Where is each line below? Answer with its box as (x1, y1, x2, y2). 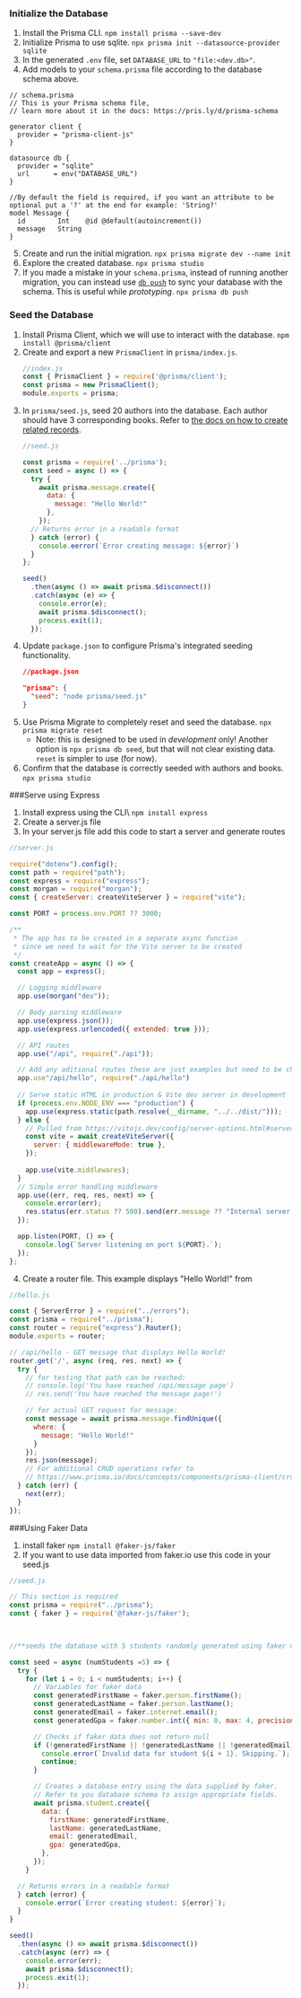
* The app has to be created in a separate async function (13, 933, 239, 943)
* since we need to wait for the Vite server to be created (13, 942, 243, 951)
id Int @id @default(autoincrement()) (17, 216, 202, 226)
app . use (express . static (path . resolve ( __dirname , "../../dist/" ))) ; (25, 1107, 282, 1116)
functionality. (21, 650, 71, 661)
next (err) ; (25, 1489, 66, 1498)
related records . (21, 425, 82, 436)
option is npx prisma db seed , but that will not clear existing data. (35, 744, 276, 754)
